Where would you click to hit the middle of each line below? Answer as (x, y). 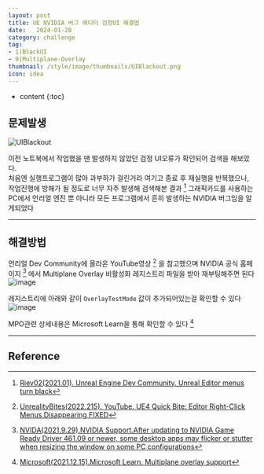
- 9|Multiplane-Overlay (47, 60)
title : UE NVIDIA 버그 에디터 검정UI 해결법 (74, 23)
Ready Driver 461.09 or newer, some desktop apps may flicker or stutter (136, 438)
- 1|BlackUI (27, 52)
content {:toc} (42, 96)
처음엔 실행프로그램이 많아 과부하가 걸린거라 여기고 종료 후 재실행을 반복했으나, (129, 178)
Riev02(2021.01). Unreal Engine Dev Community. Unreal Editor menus (132, 383)
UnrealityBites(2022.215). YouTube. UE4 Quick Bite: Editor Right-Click (132, 406)
